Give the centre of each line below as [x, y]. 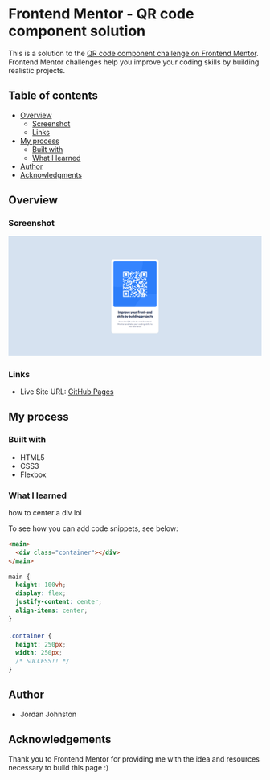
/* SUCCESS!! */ [43, 661]
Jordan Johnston [48, 714]
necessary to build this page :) [59, 767]
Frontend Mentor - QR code [101, 14]
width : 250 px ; [39, 653]
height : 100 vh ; [41, 585]
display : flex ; [41, 593]
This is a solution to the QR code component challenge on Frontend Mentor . [133, 53]
